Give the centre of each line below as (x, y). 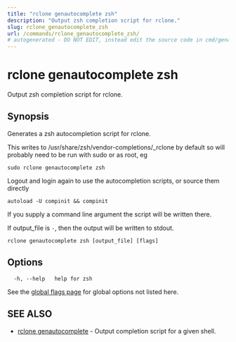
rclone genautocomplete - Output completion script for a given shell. (117, 331)
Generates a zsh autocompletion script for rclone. (79, 133)
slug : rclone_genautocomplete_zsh (58, 27)
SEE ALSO (30, 314)
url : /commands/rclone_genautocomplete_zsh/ (73, 33)
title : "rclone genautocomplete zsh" (63, 14)
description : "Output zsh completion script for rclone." (94, 20)
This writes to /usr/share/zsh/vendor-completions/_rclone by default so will (116, 147)
